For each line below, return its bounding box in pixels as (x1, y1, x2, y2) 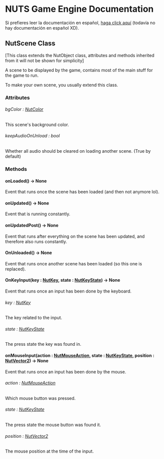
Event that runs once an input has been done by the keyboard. (5, 288, 131, 294)
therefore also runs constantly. (5, 238, 67, 244)
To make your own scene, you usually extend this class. (5, 82, 118, 88)
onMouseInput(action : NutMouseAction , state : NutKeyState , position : (5, 353, 155, 359)
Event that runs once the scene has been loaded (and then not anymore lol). (5, 189, 160, 195)
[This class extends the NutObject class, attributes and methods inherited (5, 52, 155, 58)
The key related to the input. (5, 315, 63, 321)
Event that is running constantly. (5, 211, 70, 217)
